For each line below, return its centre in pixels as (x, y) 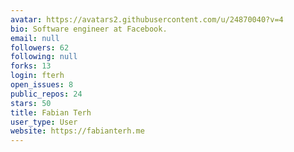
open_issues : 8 (42, 85)
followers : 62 (40, 47)
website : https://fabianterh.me (77, 131)
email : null (35, 38)
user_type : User (44, 122)
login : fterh (37, 76)
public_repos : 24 (46, 94)
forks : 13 (31, 66)
